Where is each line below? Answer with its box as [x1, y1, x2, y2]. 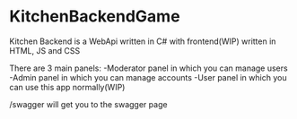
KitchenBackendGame [9, 6, 181, 27]
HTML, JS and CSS [9, 45, 81, 55]
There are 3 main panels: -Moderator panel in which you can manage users [9, 63, 289, 73]
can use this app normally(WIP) [9, 81, 126, 92]
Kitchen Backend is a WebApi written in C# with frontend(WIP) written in [9, 36, 276, 47]
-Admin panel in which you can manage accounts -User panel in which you [9, 72, 287, 82]
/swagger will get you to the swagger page [9, 98, 168, 109]
